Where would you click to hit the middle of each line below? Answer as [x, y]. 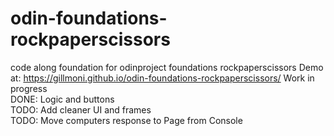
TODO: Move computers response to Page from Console [126, 120]
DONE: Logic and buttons [62, 99]
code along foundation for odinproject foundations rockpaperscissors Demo [167, 67]
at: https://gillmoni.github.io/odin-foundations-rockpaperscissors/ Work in [162, 78]
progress [29, 88]
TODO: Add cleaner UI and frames [81, 109]
